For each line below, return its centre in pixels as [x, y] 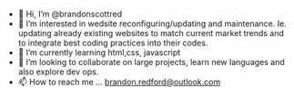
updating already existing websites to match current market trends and [151, 33]
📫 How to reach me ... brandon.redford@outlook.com [119, 82]
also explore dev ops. [58, 72]
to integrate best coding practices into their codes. [113, 43]
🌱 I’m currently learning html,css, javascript [99, 53]
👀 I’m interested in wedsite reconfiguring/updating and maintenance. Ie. [152, 24]
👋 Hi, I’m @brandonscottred [70, 14]
